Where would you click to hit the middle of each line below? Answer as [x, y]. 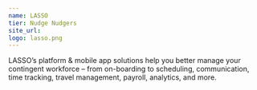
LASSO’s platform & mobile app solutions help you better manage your [124, 61]
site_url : [25, 30]
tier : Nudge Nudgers [43, 23]
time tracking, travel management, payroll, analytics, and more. [112, 77]
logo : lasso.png [35, 38]
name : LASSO [28, 16]
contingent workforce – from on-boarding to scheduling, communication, [129, 69]
